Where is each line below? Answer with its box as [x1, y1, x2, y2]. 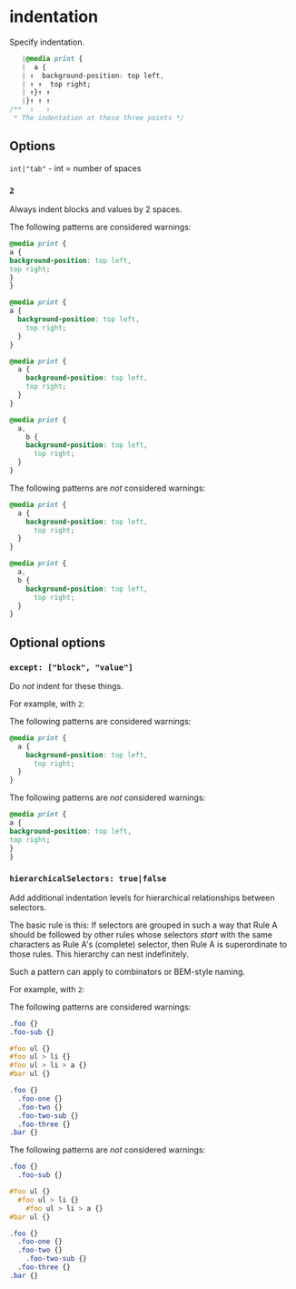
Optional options [9, 634, 106, 650]
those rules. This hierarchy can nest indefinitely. [9, 949, 189, 959]
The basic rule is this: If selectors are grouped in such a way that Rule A [9, 919, 278, 930]
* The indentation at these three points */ [13, 114, 184, 123]
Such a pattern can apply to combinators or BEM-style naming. [9, 966, 245, 977]
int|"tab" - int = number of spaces [9, 162, 142, 174]
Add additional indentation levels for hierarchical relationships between [9, 892, 275, 903]
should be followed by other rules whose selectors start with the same [9, 929, 272, 939]
